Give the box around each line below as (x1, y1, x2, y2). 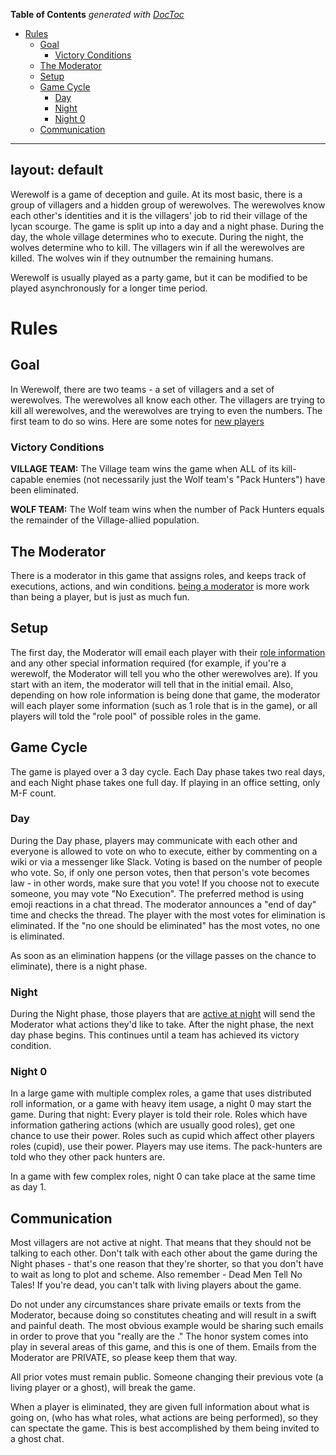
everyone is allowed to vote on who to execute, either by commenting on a (10, 845, 318, 857)
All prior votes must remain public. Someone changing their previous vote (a (10, 1371, 324, 1383)
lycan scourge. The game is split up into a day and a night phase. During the (10, 220, 325, 232)
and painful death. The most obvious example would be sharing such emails (10, 1320, 324, 1332)
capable (10, 474, 44, 486)
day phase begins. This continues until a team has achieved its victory (10, 1029, 300, 1041)
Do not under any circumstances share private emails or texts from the (10, 1299, 302, 1311)
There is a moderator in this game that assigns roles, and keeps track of (10, 569, 307, 581)
